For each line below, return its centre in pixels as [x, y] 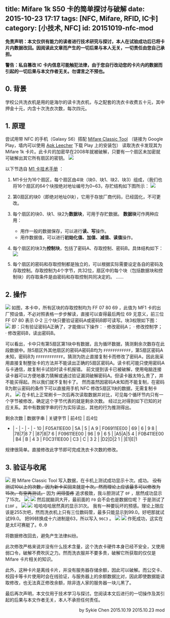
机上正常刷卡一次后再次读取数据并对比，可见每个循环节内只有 [95, 395]
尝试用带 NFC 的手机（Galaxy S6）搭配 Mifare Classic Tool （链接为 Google [84, 139]
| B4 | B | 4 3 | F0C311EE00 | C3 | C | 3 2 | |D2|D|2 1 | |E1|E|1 [75, 439]
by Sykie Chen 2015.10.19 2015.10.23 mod [122, 610]
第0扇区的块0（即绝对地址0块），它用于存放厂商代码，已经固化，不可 [84, 197]
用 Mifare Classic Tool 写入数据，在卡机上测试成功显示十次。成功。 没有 [87, 481]
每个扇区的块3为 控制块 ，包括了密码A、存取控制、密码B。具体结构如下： [88, 249]
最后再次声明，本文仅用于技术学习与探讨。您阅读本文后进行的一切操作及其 [83, 594]
